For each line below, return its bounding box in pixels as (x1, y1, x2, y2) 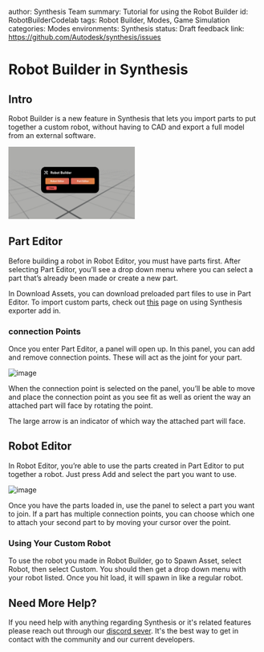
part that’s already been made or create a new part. (8, 273, 178, 283)
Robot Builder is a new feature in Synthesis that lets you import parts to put (8, 114, 257, 123)
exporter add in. (8, 305, 62, 316)
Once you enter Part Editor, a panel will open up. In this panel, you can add (8, 344, 255, 354)
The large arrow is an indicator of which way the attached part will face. (8, 417, 246, 426)
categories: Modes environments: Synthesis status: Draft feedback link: (8, 24, 245, 33)
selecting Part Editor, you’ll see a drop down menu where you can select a (8, 264, 254, 274)
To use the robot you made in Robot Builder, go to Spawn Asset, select (8, 556, 242, 565)
